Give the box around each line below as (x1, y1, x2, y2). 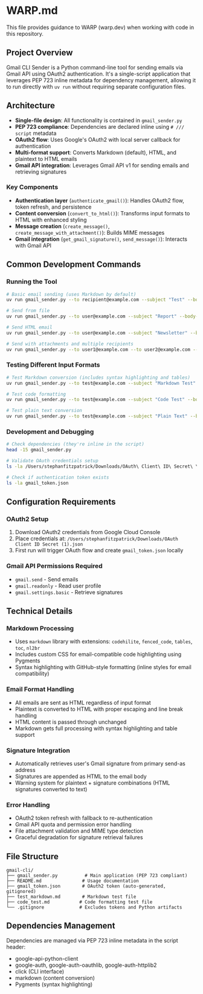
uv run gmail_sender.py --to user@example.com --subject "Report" (6, 313, 177, 319)
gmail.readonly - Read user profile (14, 582, 101, 589)
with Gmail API (14, 241, 52, 249)
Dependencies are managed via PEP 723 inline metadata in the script (6, 937, 178, 944)
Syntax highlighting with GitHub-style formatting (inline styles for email (14, 664, 192, 671)
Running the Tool (6, 278, 57, 286)
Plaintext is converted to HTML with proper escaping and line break (14, 705, 183, 713)
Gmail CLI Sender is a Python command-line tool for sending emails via (6, 64, 183, 71)
